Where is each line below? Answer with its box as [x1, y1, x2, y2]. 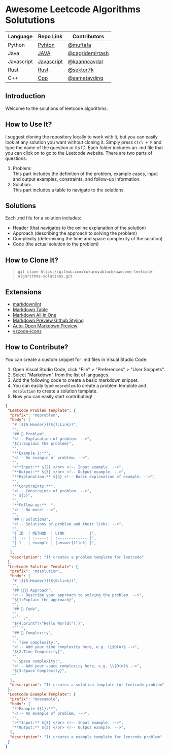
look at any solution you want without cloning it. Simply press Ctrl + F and [5, 139, 162, 145]
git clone [17, 269, 39, 274]
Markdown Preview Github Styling [12, 317, 84, 323]
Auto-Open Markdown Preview [12, 323, 78, 329]
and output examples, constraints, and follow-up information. [12, 176, 141, 182]
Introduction [5, 92, 46, 100]
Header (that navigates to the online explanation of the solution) [12, 225, 146, 231]
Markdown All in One [12, 312, 57, 318]
